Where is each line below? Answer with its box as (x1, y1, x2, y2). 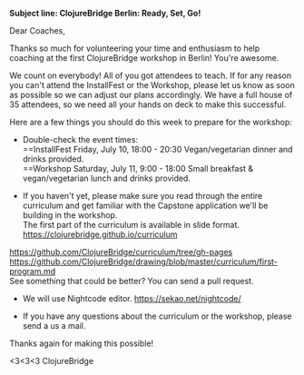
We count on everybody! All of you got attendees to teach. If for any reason (9, 70, 292, 81)
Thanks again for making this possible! (9, 338, 154, 349)
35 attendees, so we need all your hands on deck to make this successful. (9, 99, 287, 110)
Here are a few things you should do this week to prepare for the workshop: (9, 117, 293, 127)
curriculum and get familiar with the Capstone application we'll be (22, 200, 269, 211)
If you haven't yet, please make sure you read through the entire (22, 191, 263, 201)
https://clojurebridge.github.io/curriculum (22, 229, 179, 240)
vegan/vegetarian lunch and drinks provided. (22, 173, 191, 183)
